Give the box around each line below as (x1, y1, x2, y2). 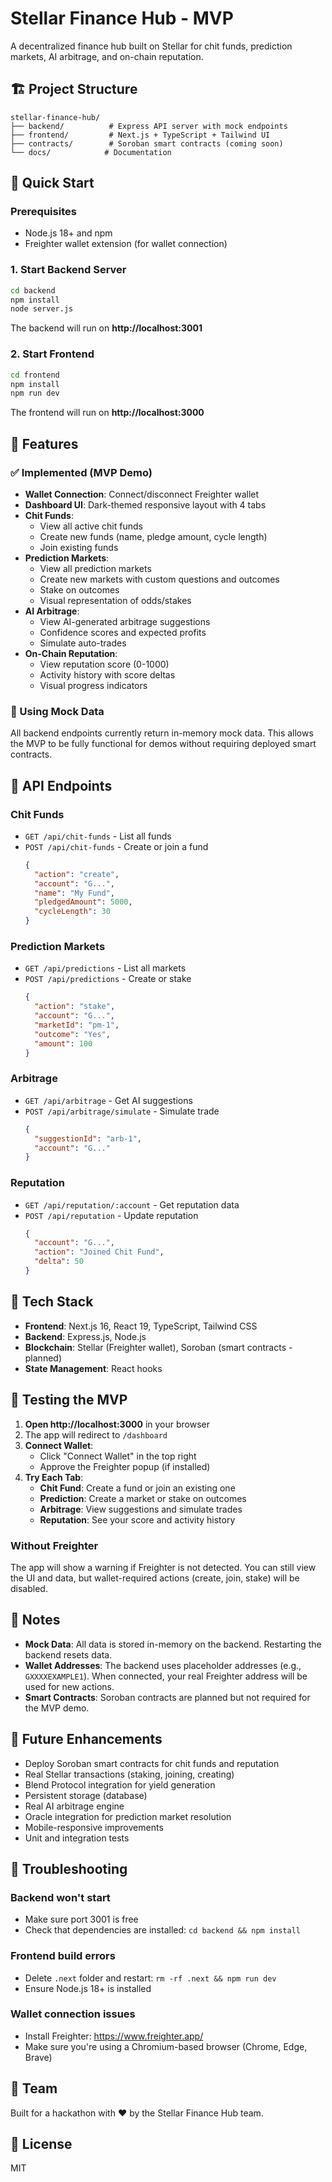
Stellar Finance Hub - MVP (10, 7, 234, 30)
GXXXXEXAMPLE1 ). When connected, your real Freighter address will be (24, 1670, 308, 1682)
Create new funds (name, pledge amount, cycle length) (39, 530, 268, 542)
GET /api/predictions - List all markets (24, 962, 187, 974)
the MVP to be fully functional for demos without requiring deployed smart (10, 738, 317, 750)
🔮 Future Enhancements (10, 1731, 163, 1748)
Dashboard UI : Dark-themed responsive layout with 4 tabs (24, 498, 267, 511)
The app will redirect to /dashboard (24, 1428, 168, 1441)
